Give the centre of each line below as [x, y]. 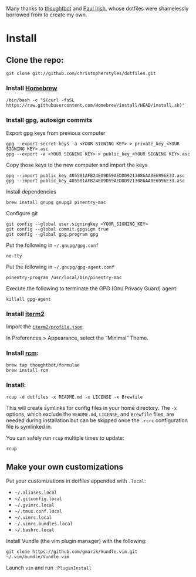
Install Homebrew [32, 88]
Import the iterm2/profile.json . [45, 326]
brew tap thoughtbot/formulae [43, 365]
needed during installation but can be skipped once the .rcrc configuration [97, 420]
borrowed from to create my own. [47, 15]
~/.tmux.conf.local [38, 512]
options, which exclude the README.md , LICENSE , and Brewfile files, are [90, 414]
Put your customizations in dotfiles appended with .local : [76, 481]
